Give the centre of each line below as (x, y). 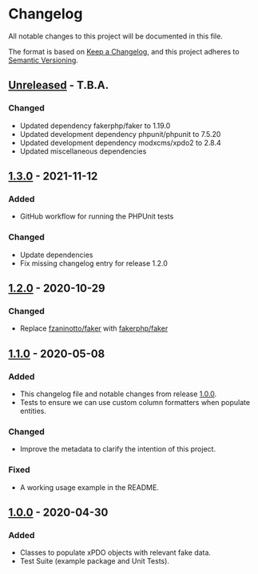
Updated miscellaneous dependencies (83, 151)
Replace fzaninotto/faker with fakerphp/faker (94, 328)
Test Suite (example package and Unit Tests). (95, 561)
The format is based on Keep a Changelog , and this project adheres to (124, 51)
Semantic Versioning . (43, 60)
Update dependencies (56, 255)
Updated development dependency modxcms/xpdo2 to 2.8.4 (120, 142)
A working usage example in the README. (89, 487)
